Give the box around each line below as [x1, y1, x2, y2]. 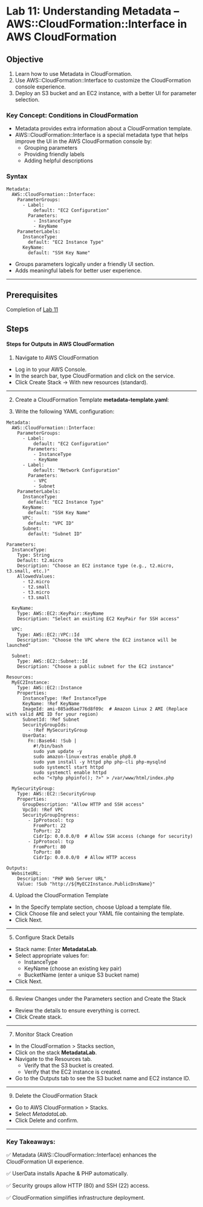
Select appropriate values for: [14, 952, 89, 959]
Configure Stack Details [14, 934, 74, 941]
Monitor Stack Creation [14, 1031, 73, 1038]
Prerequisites [6, 290, 58, 300]
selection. [14, 96, 40, 103]
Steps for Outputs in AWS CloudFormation [6, 341, 115, 348]
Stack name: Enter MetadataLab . [14, 946, 98, 952]
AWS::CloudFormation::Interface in [6, 17, 187, 31]
